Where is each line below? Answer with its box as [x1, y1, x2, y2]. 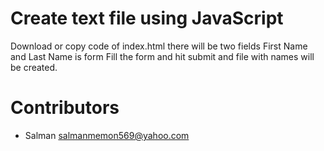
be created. [10, 61, 58, 73]
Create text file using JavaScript [10, 7, 284, 30]
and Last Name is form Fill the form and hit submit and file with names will [10, 50, 315, 62]
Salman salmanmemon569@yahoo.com [24, 129, 190, 141]
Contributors [10, 97, 120, 119]
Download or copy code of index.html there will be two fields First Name [10, 40, 308, 52]
